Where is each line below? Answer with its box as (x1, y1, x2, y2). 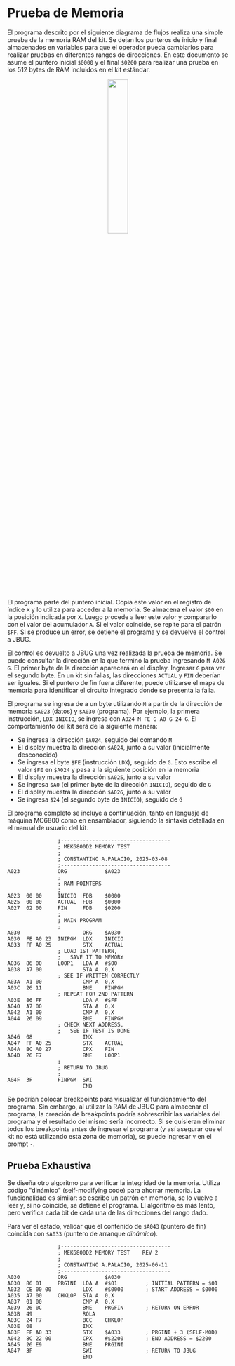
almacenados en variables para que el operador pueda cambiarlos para (7, 43, 214, 51)
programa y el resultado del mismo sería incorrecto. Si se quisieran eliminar (7, 1117, 226, 1125)
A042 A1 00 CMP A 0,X (7, 1008, 114, 1016)
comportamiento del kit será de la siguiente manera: (7, 722, 158, 730)
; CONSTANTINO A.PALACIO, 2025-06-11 (57, 1261, 168, 1269)
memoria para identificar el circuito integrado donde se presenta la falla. (7, 686, 216, 694)
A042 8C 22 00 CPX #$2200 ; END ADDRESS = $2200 (7, 1334, 212, 1342)
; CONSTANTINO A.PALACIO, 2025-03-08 (57, 856, 168, 863)
